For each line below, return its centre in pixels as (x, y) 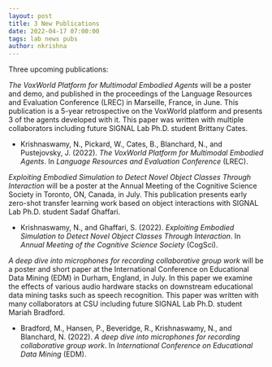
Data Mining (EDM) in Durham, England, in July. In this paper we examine (131, 278)
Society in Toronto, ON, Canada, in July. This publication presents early (128, 194)
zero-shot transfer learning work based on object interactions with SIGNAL (134, 203)
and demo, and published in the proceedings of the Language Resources (130, 94)
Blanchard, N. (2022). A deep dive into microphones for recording (130, 337)
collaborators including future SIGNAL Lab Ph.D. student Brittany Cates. (128, 129)
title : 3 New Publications (54, 24)
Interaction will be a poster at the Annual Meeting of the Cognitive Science (133, 186)
